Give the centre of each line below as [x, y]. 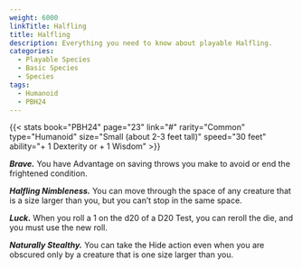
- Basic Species [48, 69]
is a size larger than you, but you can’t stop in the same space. [126, 200]
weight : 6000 [34, 18]
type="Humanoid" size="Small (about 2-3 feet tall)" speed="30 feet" [138, 137]
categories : [32, 51]
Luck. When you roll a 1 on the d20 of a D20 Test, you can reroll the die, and [151, 218]
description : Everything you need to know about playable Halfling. [141, 43]
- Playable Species [54, 60]
